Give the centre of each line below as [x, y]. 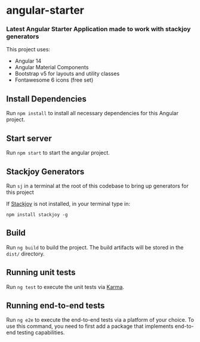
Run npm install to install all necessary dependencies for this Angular [93, 113]
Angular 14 [28, 61]
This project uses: [28, 50]
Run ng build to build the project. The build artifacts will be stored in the [95, 247]
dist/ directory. [25, 254]
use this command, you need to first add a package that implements [90, 326]
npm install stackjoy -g [37, 215]
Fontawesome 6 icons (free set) [54, 80]
